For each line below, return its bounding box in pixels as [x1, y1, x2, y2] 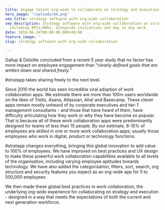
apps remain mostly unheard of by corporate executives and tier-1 [5, 102, 139, 108]
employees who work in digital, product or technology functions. [5, 133, 136, 139]
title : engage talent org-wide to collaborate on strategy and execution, [5, 7, 162, 12]
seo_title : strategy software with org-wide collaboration [5, 16, 129, 21]
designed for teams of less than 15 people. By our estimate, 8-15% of [5, 123, 145, 129]
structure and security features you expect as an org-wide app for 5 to [5, 169, 148, 175]
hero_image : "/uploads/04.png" [5, 12, 69, 17]
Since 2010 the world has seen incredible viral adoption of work [5, 86, 134, 92]
